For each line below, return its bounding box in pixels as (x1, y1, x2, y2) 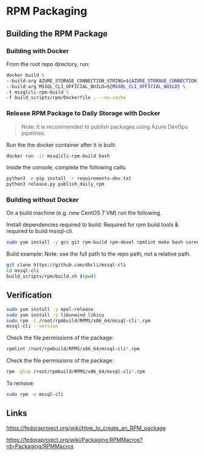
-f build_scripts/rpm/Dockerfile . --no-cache (6, 95, 126, 101)
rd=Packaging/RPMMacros (6, 442, 74, 450)
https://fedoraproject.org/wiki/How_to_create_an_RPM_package (6, 424, 166, 432)
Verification (6, 290, 52, 301)
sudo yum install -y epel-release (6, 306, 94, 312)
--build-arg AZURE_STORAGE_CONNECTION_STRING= (6, 78, 126, 84)
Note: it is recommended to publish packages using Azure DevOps (21, 123, 188, 130)
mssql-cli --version (6, 323, 59, 329)
